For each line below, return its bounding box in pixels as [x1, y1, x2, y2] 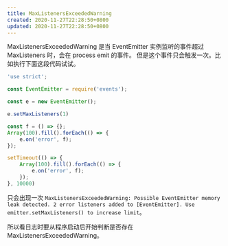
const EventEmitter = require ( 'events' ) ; [7, 86, 128, 93]
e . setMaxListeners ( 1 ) [7, 111, 69, 118]
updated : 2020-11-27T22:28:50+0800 [7, 23, 109, 30]
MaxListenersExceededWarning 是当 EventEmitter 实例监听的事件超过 [7, 43, 205, 51]
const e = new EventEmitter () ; [7, 98, 97, 105]
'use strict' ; [7, 74, 48, 80]
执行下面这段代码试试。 [12, 60, 80, 68]
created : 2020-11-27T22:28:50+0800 [7, 16, 109, 23]
